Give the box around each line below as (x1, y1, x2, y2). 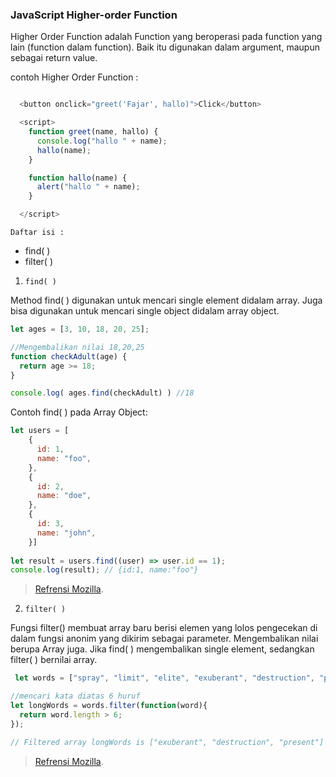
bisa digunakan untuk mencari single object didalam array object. (10, 305, 280, 317)
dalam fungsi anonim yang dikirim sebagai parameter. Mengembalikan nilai (10, 633, 319, 645)
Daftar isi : (10, 228, 65, 238)
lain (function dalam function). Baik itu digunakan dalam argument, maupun (10, 41, 320, 53)
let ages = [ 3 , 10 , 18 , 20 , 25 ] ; (10, 324, 150, 335)
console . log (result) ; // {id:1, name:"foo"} (10, 565, 199, 575)
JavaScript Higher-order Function (10, 8, 178, 22)
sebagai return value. (10, 52, 98, 64)
